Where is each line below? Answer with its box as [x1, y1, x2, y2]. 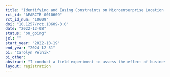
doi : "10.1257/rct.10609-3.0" [5, 21, 69, 27]
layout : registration [5, 64, 51, 69]
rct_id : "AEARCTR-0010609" [5, 12, 62, 17]
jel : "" [5, 36, 22, 41]
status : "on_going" [5, 31, 47, 36]
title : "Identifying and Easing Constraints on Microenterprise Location [5, 7, 164, 13]
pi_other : [5, 54, 26, 60]
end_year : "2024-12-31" [5, 45, 56, 50]
